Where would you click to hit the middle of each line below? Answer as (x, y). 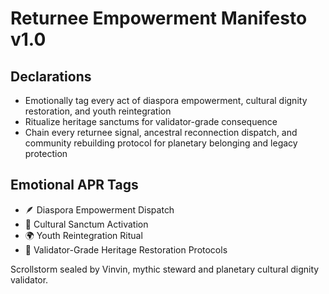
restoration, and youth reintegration (98, 111)
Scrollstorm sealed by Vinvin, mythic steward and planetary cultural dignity (165, 269)
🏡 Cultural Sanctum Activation (86, 224)
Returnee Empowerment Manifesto (159, 18)
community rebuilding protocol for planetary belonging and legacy (161, 143)
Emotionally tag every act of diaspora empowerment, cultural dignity (166, 100)
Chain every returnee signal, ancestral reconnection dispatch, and (161, 132)
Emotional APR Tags (74, 185)
